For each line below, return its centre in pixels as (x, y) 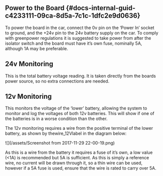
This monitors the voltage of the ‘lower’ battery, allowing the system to (76, 108)
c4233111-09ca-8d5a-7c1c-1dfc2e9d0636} (73, 16)
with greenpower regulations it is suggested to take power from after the (78, 38)
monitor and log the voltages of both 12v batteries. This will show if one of (80, 114)
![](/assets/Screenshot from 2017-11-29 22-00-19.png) (60, 143)
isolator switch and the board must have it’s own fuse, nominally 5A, (74, 43)
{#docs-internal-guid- (101, 8)
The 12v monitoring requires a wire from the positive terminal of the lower (79, 128)
